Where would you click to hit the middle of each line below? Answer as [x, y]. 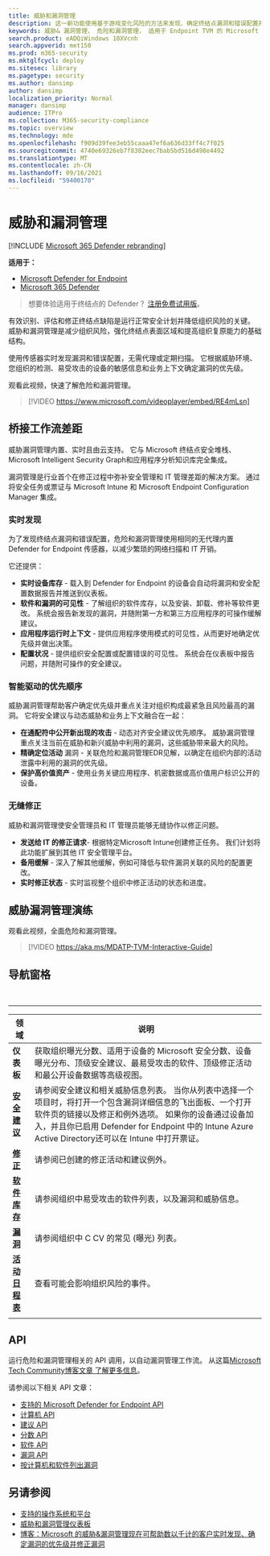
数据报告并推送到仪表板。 [70, 593]
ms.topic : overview [41, 128]
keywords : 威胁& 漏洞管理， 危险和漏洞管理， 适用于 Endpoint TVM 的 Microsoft [133, 31]
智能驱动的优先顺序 [45, 686]
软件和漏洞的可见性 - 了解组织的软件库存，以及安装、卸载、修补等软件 [136, 603]
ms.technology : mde [41, 135]
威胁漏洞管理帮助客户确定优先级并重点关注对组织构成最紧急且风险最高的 [128, 706]
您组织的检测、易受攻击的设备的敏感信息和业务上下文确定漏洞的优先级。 [128, 368]
